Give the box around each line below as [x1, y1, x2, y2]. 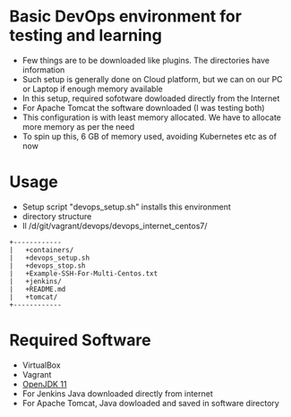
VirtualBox [21, 360, 61, 370]
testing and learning [9, 25, 163, 46]
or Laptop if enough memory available [21, 83, 163, 94]
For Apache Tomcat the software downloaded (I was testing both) [21, 102, 266, 113]
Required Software [9, 330, 151, 351]
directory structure [21, 210, 92, 221]
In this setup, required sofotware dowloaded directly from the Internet [21, 92, 280, 104]
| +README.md [9, 285, 66, 294]
